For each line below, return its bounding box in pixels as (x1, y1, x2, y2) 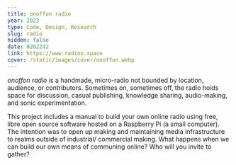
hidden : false (7, 37, 50, 44)
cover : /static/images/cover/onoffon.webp (7, 57, 135, 64)
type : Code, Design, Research (7, 23, 97, 30)
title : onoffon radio (7, 10, 72, 18)
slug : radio (7, 30, 43, 38)
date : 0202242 (7, 43, 50, 50)
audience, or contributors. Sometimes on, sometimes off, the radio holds (7, 83, 219, 92)
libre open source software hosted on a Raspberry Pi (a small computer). (7, 120, 220, 128)
